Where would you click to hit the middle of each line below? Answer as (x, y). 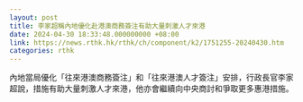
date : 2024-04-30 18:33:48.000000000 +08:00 (94, 34)
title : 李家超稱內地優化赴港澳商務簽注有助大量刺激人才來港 (107, 26)
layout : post (34, 17)
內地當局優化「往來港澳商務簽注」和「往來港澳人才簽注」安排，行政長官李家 (151, 78)
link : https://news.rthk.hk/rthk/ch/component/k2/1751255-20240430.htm (147, 42)
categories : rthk (42, 51)
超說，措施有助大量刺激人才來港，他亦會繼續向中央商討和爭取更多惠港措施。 (151, 89)
